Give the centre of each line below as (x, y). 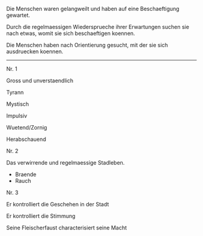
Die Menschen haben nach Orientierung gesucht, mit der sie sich (87, 45)
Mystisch (18, 104)
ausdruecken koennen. (35, 51)
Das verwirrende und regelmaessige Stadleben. (66, 162)
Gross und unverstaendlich (40, 80)
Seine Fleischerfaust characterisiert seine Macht (66, 228)
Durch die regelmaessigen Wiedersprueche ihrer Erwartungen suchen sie (98, 27)
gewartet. (18, 15)
